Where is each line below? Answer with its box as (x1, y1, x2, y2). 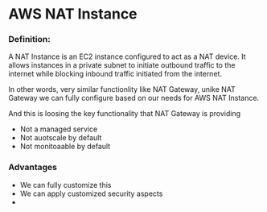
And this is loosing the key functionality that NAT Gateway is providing (8, 109, 241, 118)
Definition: (8, 34, 51, 45)
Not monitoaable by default (19, 142, 111, 152)
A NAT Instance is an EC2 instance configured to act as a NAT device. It (8, 52, 247, 61)
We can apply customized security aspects (19, 189, 163, 198)
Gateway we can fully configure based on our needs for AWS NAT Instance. (8, 94, 260, 103)
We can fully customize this (19, 180, 112, 189)
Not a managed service (19, 124, 98, 134)
